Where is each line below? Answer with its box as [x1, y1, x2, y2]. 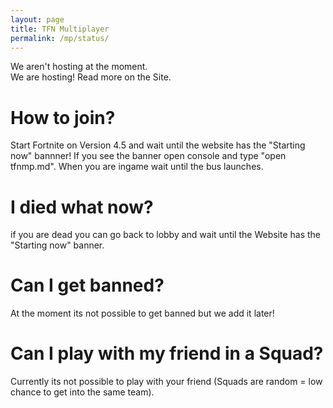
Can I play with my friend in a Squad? [10, 342, 324, 365]
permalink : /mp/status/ [10, 33, 110, 43]
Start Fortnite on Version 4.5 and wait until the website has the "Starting [10, 139, 306, 151]
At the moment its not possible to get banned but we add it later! [10, 307, 275, 320]
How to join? [10, 106, 116, 129]
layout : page [10, 14, 65, 25]
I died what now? [10, 196, 154, 218]
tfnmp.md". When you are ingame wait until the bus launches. [10, 161, 264, 173]
